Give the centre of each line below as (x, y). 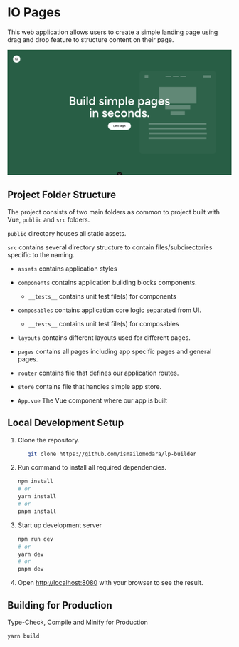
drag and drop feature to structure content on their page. (91, 39)
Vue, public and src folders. (49, 219)
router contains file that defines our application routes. (98, 373)
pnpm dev (31, 569)
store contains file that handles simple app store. (90, 386)
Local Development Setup (66, 423)
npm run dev (35, 539)
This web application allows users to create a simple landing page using (113, 32)
